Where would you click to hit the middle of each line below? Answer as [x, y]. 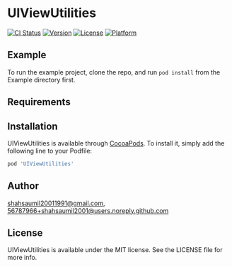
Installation [33, 126]
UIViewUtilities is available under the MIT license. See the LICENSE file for [115, 250]
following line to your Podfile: [50, 151]
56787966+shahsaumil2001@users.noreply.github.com [88, 210]
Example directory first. [41, 80]
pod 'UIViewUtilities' [41, 164]
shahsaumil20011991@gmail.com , [56, 203]
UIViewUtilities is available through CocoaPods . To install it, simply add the [116, 143]
